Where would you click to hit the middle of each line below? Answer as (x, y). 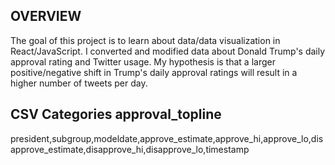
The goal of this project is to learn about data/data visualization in (145, 40)
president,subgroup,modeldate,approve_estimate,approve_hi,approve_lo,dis (167, 138)
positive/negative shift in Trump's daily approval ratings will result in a (154, 72)
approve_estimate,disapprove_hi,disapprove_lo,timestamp (130, 149)
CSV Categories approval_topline (116, 114)
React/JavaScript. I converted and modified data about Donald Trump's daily (168, 51)
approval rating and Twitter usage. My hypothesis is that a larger (143, 61)
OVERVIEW (46, 16)
